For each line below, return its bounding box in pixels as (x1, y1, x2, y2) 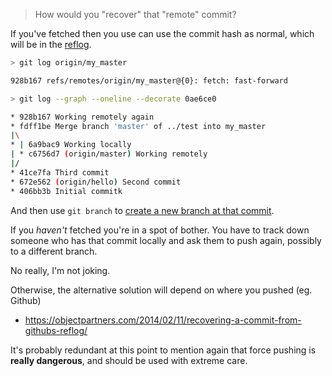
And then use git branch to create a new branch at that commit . (10, 204, 275, 216)
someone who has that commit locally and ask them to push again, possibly (10, 234, 322, 246)
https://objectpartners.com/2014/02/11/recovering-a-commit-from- (24, 314, 302, 326)
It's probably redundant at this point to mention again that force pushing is (10, 344, 317, 356)
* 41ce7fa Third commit (10, 167, 110, 178)
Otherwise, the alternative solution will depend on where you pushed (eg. (10, 284, 313, 296)
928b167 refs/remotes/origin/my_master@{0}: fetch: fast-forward (10, 75, 288, 86)
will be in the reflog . (10, 39, 92, 50)
